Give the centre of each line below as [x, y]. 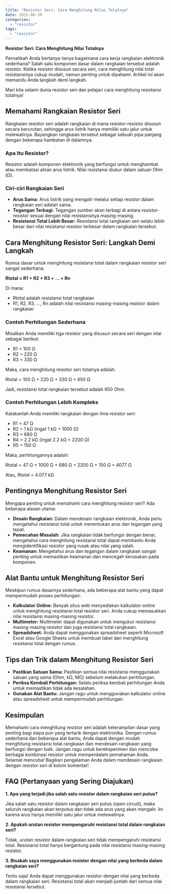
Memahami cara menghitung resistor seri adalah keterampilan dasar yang [83, 727]
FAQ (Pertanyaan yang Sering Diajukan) [69, 781]
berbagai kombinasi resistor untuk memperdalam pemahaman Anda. [77, 755]
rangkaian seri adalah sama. [42, 205]
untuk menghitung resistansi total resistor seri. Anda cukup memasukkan [89, 611]
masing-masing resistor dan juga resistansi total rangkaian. [75, 627]
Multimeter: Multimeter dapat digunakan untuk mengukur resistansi [84, 622]
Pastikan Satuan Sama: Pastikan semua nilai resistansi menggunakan [86, 672]
